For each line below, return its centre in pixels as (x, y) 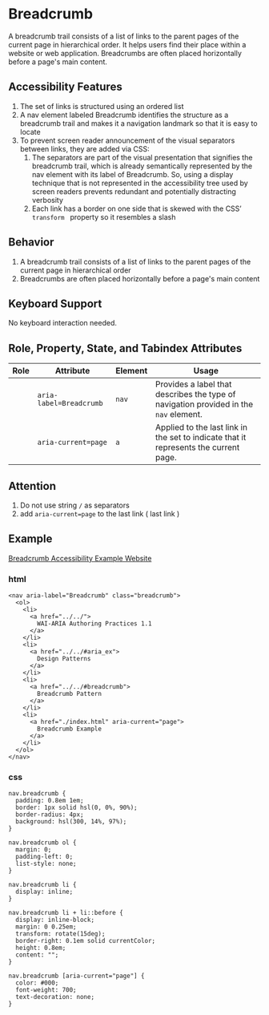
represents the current (197, 447)
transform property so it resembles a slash (104, 216)
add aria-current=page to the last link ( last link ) (100, 514)
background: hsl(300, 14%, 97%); (71, 822)
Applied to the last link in (201, 427)
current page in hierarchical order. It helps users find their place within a (127, 44)
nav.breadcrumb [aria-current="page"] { (77, 976)
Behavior (31, 243)
